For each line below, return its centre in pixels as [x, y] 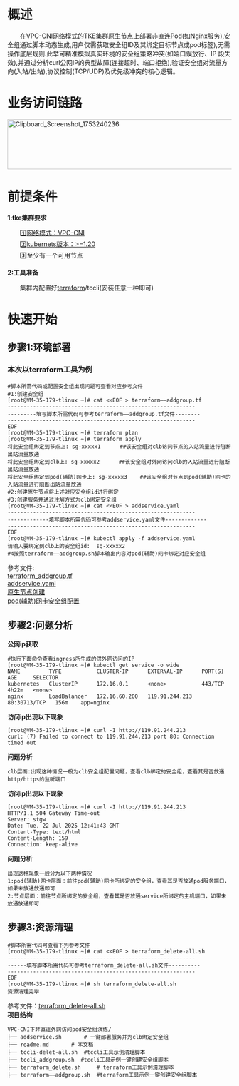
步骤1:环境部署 [39, 348]
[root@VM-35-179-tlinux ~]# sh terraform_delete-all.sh [92, 984]
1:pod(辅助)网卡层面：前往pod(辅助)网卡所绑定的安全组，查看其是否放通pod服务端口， [118, 881]
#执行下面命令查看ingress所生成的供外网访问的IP [71, 659]
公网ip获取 [23, 644]
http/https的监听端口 [37, 779]
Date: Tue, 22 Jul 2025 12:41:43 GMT [63, 826]
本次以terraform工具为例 [50, 370]
